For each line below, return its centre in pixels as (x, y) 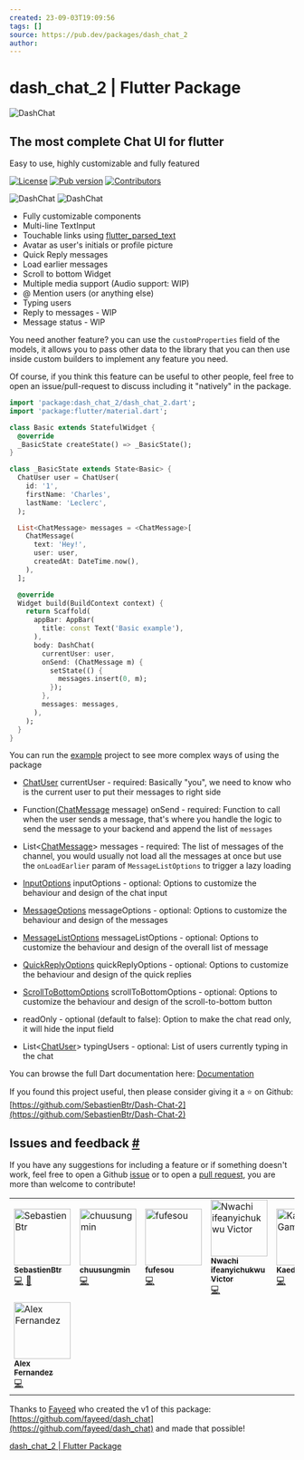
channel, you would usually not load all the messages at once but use (152, 856)
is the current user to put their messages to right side (122, 792)
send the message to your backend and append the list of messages (147, 829)
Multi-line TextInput (59, 226)
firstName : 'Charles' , (68, 494)
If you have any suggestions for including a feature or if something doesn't (148, 1165)
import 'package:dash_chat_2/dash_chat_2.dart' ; (103, 403)
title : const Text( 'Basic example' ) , (113, 628)
